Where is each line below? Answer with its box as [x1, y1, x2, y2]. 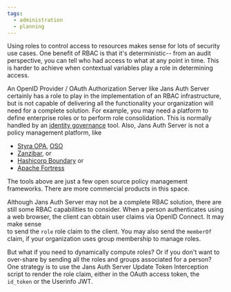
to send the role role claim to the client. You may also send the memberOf [7, 227, 212, 235]
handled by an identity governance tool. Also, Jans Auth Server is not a [7, 121, 209, 130]
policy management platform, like [7, 128, 102, 137]
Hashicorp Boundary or [17, 157, 84, 165]
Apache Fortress [17, 164, 65, 173]
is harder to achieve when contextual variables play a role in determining [7, 64, 214, 72]
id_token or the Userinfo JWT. [7, 278, 93, 286]
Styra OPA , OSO [17, 142, 63, 150]
